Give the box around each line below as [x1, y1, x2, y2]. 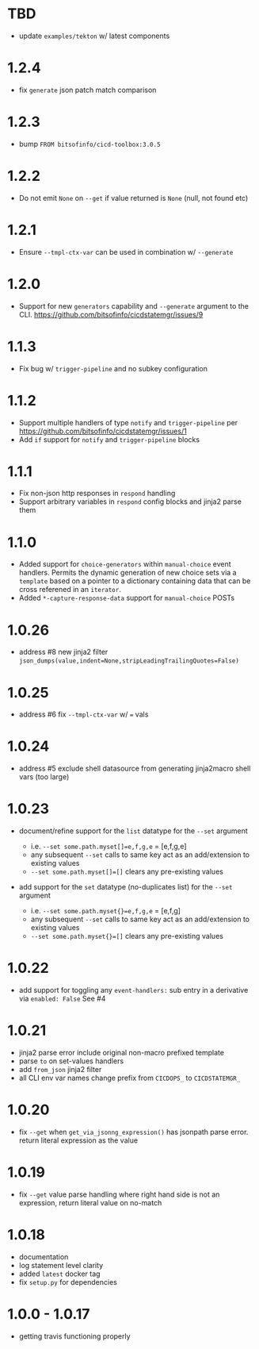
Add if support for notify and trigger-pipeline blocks [18, 434, 200, 444]
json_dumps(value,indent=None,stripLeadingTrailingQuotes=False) [18, 657, 239, 665]
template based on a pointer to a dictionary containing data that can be [18, 576, 251, 586]
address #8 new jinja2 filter [18, 648, 109, 657]
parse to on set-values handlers [18, 1056, 124, 1066]
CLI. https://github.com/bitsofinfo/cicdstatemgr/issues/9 [18, 309, 204, 319]
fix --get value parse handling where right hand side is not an [18, 1190, 220, 1199]
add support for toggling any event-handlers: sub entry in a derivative [18, 986, 249, 995]
